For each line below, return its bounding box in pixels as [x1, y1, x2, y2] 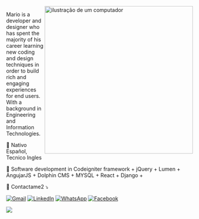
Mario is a [6, 11, 31, 18]
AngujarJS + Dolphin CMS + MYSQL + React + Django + [6, 172, 143, 179]
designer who [6, 24, 40, 30]
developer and [6, 17, 41, 24]
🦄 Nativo [6, 142, 27, 148]
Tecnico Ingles [6, 154, 42, 161]
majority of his [6, 36, 41, 43]
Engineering [6, 112, 36, 118]
